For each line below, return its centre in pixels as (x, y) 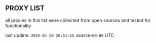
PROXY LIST (25, 8)
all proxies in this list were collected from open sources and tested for (78, 20)
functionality (18, 25)
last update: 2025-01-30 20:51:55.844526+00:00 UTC (60, 35)
